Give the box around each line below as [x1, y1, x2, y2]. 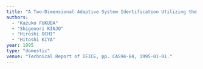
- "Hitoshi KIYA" [12, 37, 56, 43]
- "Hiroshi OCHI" [12, 31, 56, 37]
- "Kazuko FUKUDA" [12, 20, 59, 26]
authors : [6, 14, 29, 20]
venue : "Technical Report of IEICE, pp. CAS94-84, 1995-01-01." [6, 53, 173, 59]
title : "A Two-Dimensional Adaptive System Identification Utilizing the [6, 8, 198, 15]
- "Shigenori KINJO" [12, 25, 64, 32]
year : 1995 [6, 43, 34, 49]
